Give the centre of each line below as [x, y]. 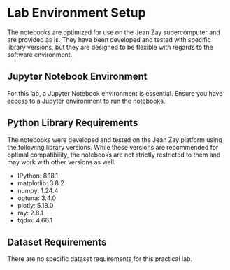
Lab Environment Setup [77, 13]
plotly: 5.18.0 [35, 205]
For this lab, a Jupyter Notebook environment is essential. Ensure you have [115, 93]
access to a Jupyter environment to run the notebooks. [86, 101]
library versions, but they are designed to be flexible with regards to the [110, 47]
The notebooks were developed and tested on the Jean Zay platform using [115, 140]
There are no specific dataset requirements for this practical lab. [100, 259]
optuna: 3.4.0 [37, 198]
